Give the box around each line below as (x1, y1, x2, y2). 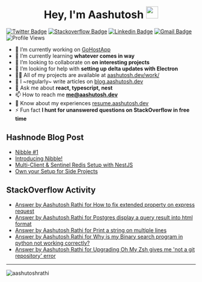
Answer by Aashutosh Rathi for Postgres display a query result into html (14, 213, 194, 221)
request (14, 207, 34, 215)
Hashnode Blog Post (6, 132, 84, 143)
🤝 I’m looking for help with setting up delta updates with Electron (14, 65, 179, 72)
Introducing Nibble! (14, 155, 63, 162)
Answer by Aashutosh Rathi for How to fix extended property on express (14, 201, 195, 208)
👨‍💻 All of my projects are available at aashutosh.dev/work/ (14, 71, 160, 78)
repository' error (14, 252, 56, 259)
